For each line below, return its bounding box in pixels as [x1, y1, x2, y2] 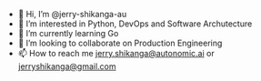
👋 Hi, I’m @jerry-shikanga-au [17, 9, 127, 19]
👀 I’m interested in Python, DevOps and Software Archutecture [17, 18, 253, 29]
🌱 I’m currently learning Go [17, 28, 119, 38]
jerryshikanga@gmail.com [17, 61, 116, 72]
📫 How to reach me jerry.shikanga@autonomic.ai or [17, 48, 216, 58]
